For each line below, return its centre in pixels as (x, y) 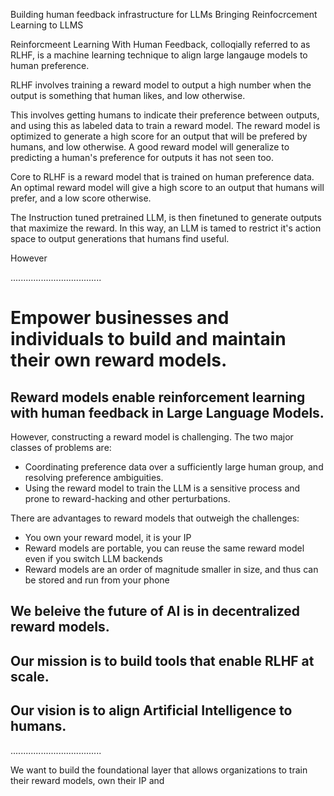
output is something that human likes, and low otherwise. (128, 95)
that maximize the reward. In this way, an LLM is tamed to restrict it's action (166, 228)
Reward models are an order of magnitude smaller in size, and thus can (171, 569)
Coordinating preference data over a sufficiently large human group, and (174, 467)
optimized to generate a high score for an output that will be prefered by (159, 136)
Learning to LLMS (47, 25)
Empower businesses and (120, 318)
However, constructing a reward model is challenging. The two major (152, 437)
